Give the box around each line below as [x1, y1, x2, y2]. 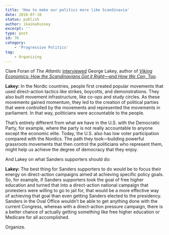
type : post [5, 31, 28, 36]
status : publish [5, 17, 39, 22]
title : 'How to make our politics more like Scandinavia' [5, 7, 130, 13]
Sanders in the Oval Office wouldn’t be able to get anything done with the [5, 198, 158, 204]
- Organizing [14, 54, 42, 60]
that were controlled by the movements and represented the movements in [5, 104, 160, 111]
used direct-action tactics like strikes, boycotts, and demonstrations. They [5, 89, 159, 95]
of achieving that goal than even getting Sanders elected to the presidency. [5, 193, 161, 199]
